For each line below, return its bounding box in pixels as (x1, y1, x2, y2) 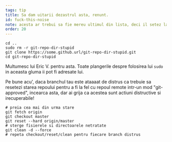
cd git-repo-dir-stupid (5, 55, 56, 60)
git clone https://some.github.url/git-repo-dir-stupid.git (5, 50, 137, 55)
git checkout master (5, 114, 50, 119)
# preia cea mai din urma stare (5, 105, 74, 111)
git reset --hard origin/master (5, 119, 74, 124)
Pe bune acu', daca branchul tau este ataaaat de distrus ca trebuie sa (5, 79, 152, 85)
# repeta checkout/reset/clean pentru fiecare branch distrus (5, 132, 141, 137)
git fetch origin (5, 110, 42, 115)
